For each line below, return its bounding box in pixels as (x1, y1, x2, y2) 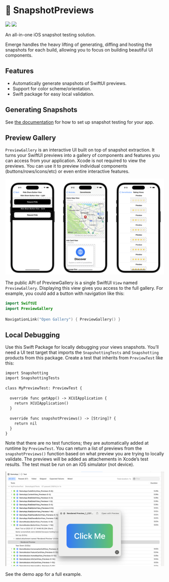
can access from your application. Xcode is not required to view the (5, 157, 146, 164)
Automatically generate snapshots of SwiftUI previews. (12, 80, 127, 86)
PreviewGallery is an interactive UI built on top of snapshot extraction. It (5, 147, 155, 153)
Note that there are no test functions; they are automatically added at (5, 440, 149, 446)
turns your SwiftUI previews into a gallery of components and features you (5, 152, 160, 158)
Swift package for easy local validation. (12, 91, 95, 97)
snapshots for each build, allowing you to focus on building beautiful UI (5, 46, 153, 52)
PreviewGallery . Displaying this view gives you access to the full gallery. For (5, 285, 163, 291)
